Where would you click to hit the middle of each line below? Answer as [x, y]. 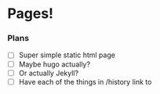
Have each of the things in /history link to [85, 81]
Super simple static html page [67, 55]
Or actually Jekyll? [49, 73]
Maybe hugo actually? [55, 64]
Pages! [31, 14]
